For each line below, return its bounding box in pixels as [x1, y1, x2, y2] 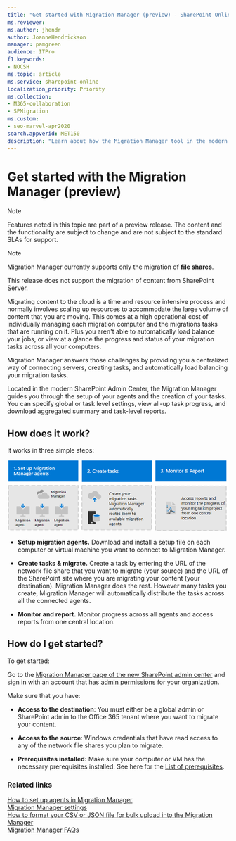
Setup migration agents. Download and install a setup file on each [17, 538, 211, 546]
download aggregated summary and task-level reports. [7, 407, 166, 415]
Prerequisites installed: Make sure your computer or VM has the [17, 754, 206, 763]
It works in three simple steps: [7, 446, 95, 455]
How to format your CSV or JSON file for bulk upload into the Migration [7, 810, 213, 819]
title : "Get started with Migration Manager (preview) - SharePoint [7, 11, 212, 18]
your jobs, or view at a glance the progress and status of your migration [7, 335, 214, 343]
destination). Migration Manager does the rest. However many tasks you [17, 581, 227, 590]
